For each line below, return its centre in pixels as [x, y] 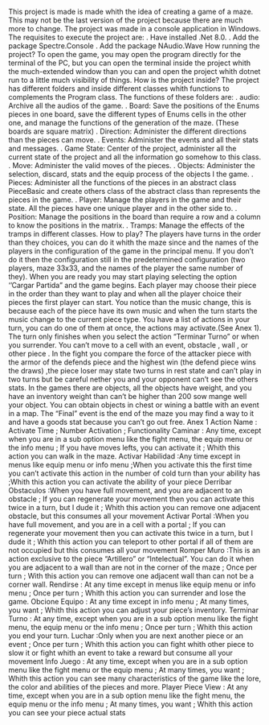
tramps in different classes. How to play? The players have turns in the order [134, 234]
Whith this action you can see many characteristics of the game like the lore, [135, 678]
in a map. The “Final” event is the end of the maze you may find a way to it [131, 413]
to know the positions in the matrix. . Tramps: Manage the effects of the [126, 225]
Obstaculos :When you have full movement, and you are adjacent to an [125, 490]
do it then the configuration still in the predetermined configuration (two [127, 260]
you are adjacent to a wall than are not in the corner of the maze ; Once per [133, 567]
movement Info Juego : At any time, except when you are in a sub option [128, 661]
